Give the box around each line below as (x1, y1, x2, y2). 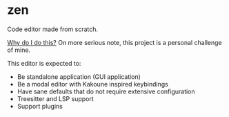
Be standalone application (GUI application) (17, 72, 141, 81)
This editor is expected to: (7, 59, 81, 67)
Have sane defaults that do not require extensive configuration (17, 87, 195, 96)
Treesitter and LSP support (17, 94, 94, 102)
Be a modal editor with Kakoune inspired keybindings (17, 80, 169, 88)
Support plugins (17, 102, 63, 110)
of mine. (7, 46, 31, 54)
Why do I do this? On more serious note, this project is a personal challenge (7, 38, 222, 46)
